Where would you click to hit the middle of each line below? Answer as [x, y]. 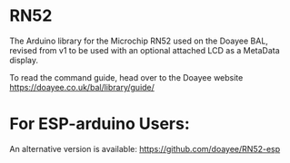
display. [24, 60]
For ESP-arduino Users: [100, 124]
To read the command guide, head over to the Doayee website [126, 77]
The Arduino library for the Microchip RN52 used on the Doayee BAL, [139, 41]
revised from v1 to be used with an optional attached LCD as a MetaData [145, 50]
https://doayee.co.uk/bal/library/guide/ [82, 87]
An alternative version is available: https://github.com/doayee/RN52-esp [145, 149]
